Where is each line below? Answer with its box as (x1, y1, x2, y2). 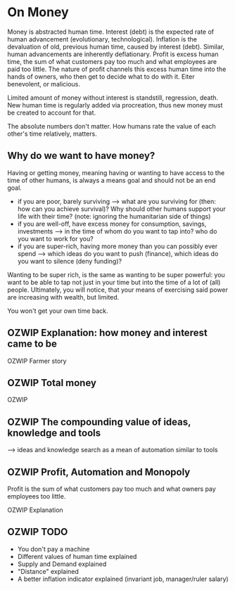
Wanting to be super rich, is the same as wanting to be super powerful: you (7, 270, 225, 278)
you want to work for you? (17, 234, 94, 243)
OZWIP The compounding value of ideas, (7, 416, 191, 428)
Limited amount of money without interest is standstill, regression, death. (7, 93, 219, 102)
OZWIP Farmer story (7, 357, 67, 365)
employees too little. (7, 492, 66, 500)
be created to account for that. (7, 108, 96, 117)
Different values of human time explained (17, 552, 137, 560)
